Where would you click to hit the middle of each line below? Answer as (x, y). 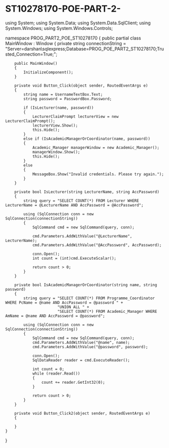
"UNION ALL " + (73, 307)
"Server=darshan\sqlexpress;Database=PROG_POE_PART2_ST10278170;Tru (85, 49)
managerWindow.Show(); (56, 152)
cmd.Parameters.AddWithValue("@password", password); (90, 347)
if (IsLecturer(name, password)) (59, 108)
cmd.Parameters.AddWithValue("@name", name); (81, 342)
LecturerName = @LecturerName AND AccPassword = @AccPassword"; (74, 205)
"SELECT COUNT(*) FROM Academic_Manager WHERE (107, 311)
